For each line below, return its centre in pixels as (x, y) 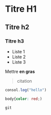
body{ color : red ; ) (24, 99)
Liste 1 (18, 51)
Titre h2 (17, 27)
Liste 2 (19, 57)
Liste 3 (19, 62)
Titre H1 (21, 9)
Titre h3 (15, 41)
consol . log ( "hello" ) (26, 90)
